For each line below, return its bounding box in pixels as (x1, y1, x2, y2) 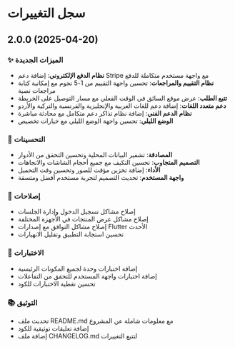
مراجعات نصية (17, 86, 56, 94)
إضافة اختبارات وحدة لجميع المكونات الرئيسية (17, 264, 138, 273)
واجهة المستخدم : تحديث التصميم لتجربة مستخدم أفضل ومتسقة (17, 173, 184, 182)
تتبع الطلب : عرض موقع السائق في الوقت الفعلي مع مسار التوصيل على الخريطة (17, 94, 227, 102)
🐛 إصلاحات (7, 191, 41, 201)
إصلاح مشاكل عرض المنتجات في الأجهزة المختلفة (17, 215, 149, 223)
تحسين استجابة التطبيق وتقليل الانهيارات (17, 230, 124, 238)
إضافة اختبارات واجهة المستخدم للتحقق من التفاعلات (17, 271, 157, 280)
